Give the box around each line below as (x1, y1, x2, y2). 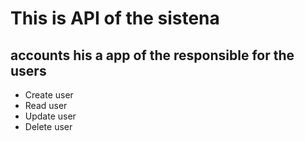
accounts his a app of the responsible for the (10, 47, 295, 64)
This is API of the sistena (10, 7, 220, 30)
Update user (24, 110, 77, 122)
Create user (24, 89, 74, 101)
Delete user (24, 121, 73, 132)
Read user (24, 100, 68, 111)
